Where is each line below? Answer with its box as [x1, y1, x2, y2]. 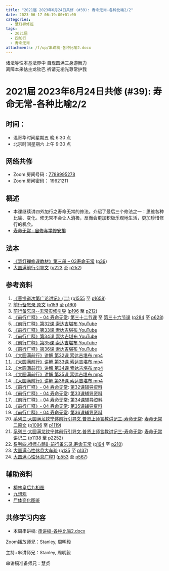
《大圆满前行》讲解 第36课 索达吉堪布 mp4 [13, 377, 103, 383]
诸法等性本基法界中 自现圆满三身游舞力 [6, 59, 87, 66]
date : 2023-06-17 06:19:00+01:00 [6, 12, 76, 17]
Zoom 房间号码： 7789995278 [13, 171, 75, 177]
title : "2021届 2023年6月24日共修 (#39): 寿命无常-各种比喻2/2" [6, 7, 134, 13]
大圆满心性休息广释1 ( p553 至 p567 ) [13, 453, 88, 459]
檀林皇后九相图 [13, 484, 45, 490]
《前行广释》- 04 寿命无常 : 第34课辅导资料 [13, 397, 103, 403]
